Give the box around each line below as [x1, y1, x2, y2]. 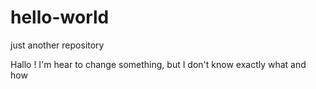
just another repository [10, 39, 105, 51]
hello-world [10, 6, 110, 29]
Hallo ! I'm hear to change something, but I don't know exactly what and [10, 58, 307, 70]
